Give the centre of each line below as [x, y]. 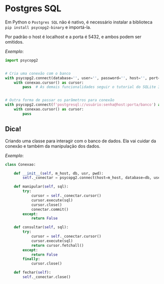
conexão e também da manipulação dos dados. [53, 146]
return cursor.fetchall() [57, 245]
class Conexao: [20, 164]
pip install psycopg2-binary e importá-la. [48, 27]
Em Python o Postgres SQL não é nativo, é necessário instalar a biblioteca [79, 22]
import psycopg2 [21, 60]
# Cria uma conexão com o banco [38, 73]
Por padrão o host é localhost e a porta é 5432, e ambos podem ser [73, 37]
